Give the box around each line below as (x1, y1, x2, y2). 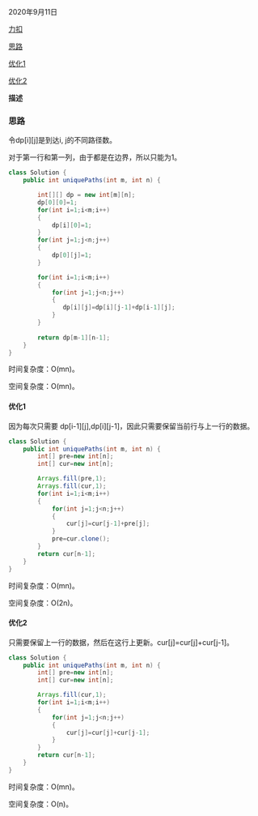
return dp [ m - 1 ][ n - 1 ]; (37, 333, 111, 342)
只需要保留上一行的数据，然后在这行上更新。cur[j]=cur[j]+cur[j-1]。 (8, 637, 235, 647)
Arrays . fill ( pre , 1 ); (37, 475, 107, 483)
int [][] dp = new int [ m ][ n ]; (37, 191, 136, 199)
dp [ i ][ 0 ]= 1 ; (51, 221, 92, 229)
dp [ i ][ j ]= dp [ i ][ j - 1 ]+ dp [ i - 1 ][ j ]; (62, 303, 176, 312)
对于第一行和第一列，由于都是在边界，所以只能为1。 (8, 152, 182, 162)
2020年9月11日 (8, 7, 58, 16)
